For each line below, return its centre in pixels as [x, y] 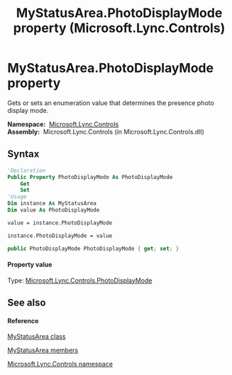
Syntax [23, 154]
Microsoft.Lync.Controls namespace [60, 364]
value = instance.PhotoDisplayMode [60, 223]
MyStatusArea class [37, 337]
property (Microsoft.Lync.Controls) [119, 28]
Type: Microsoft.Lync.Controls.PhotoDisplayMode [80, 280]
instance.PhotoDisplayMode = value [60, 236]
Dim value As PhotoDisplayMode [54, 210]
